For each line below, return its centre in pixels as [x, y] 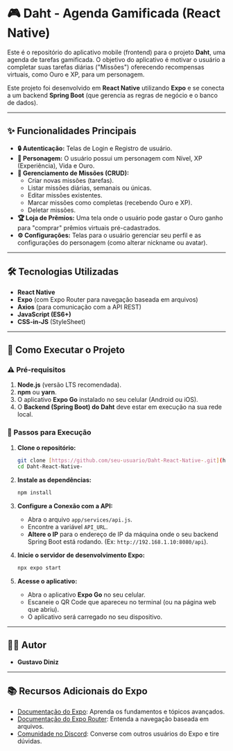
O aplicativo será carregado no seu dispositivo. [95, 617]
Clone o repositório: [46, 447]
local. [25, 414]
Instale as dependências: [54, 480]
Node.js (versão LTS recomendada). [69, 385]
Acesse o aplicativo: [47, 581]
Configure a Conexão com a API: [65, 506]
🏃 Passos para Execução [49, 433]
